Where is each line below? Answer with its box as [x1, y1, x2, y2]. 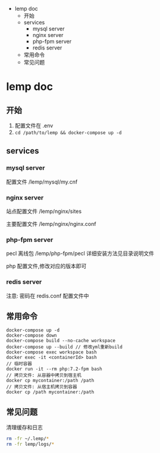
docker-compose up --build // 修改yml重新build [6, 344, 123, 350]
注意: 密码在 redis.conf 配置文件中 [6, 292, 89, 299]
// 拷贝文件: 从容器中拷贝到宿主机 [6, 373, 82, 378]
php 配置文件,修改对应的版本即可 [6, 262, 87, 270]
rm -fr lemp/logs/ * [6, 441, 55, 448]
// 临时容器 [6, 361, 33, 367]
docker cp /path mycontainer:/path [6, 389, 95, 395]
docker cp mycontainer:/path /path [6, 378, 95, 384]
